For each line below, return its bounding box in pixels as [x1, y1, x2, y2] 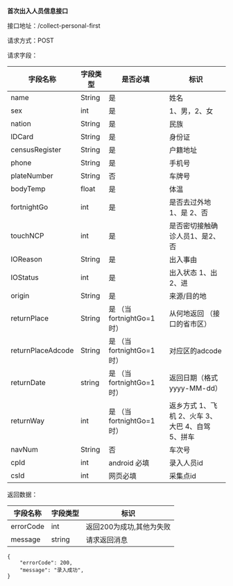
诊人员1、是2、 [169, 231, 221, 241]
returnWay [10, 416, 45, 425]
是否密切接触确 [169, 221, 218, 230]
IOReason [10, 254, 43, 263]
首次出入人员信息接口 [7, 7, 68, 15]
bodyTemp [10, 184, 46, 193]
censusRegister [10, 145, 62, 154]
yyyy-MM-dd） [169, 384, 223, 393]
